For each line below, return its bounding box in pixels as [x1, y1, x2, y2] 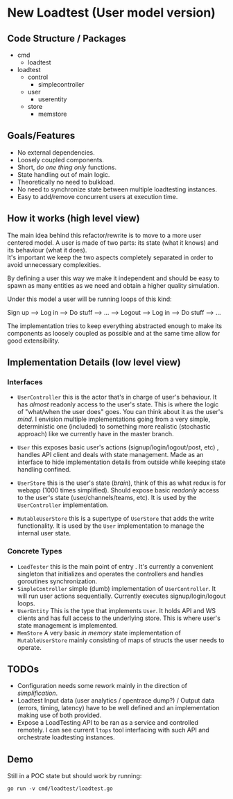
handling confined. [17, 465, 71, 474]
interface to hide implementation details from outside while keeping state [17, 458, 226, 466]
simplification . [17, 689, 58, 698]
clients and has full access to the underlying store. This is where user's [17, 614, 221, 622]
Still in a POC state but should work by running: [7, 772, 142, 780]
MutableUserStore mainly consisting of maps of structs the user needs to [17, 636, 225, 644]
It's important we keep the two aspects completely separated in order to [7, 253, 214, 261]
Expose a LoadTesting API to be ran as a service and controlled [17, 719, 199, 727]
